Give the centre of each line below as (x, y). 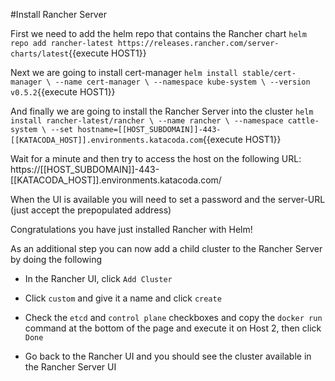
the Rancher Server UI (70, 367)
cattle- (303, 121)
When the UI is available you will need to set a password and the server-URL (168, 199)
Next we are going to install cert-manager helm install (124, 72)
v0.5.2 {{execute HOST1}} (63, 92)
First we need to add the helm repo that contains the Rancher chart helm (158, 33)
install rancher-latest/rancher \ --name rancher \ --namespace (147, 121)
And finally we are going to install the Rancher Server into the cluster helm (162, 111)
